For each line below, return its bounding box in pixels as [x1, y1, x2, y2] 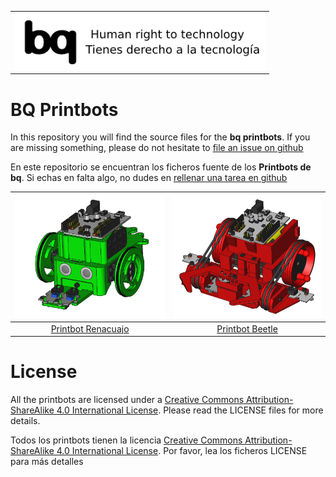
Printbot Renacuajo [50, 322, 130, 335]
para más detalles [10, 456, 84, 468]
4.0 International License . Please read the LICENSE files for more [56, 404, 324, 416]
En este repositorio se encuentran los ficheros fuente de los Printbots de [10, 161, 312, 173]
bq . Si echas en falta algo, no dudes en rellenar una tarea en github [10, 172, 288, 184]
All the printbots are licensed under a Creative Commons [10, 394, 245, 406]
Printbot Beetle [216, 322, 278, 335]
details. [10, 415, 41, 427]
